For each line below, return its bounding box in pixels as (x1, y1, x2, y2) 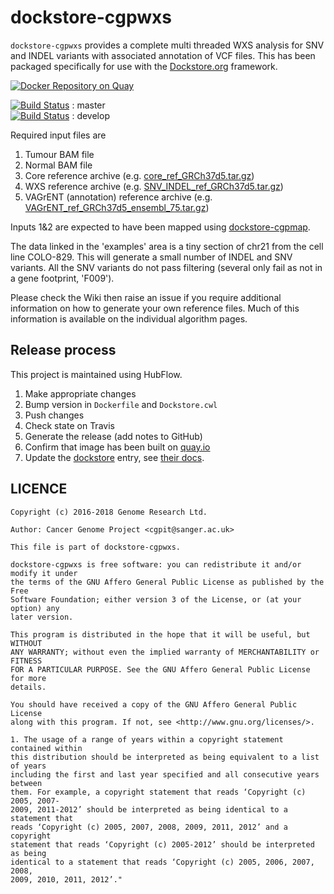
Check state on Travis (24, 419, 115, 431)
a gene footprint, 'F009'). (10, 272, 115, 284)
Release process (10, 342, 117, 359)
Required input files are (10, 129, 107, 141)
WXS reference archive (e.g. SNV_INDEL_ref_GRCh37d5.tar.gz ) (24, 180, 284, 192)
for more (10, 673, 47, 683)
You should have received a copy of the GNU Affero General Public (10, 699, 298, 710)
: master (71, 99, 106, 111)
